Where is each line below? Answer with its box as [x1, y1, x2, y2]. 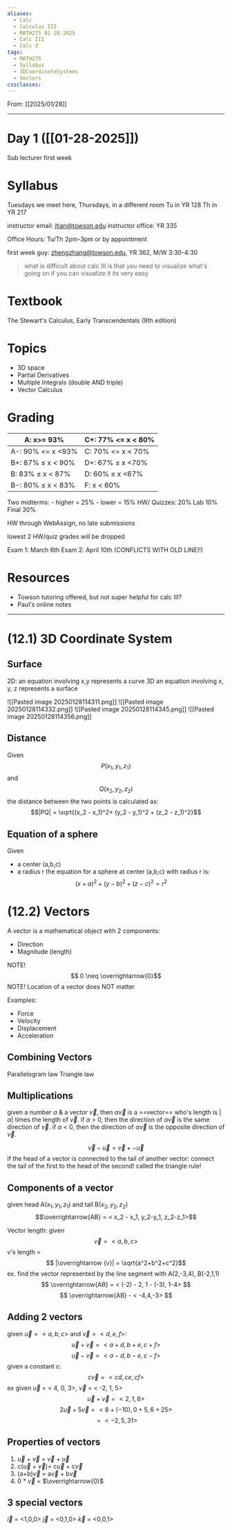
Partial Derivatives [17, 371, 70, 379]
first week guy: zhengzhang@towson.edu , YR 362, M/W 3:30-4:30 [7, 249, 198, 257]
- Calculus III [13, 23, 57, 30]
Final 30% [7, 505, 37, 513]
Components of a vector [7, 1182, 114, 1193]
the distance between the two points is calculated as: [7, 797, 159, 806]
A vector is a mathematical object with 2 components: [7, 926, 160, 935]
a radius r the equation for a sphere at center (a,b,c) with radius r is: [17, 867, 211, 876]
